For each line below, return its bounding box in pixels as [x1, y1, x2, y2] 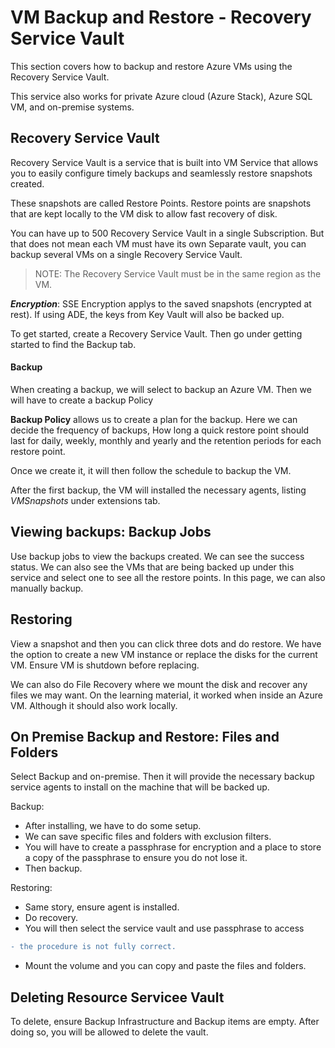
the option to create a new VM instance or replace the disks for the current [10, 648, 318, 660]
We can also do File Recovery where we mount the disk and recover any [10, 678, 308, 690]
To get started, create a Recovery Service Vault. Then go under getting [10, 327, 303, 340]
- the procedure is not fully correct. [10, 942, 177, 952]
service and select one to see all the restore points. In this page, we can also [10, 571, 326, 583]
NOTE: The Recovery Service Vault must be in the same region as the [34, 267, 322, 280]
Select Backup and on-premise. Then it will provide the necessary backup [10, 771, 315, 783]
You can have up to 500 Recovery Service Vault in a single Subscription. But [10, 227, 325, 239]
